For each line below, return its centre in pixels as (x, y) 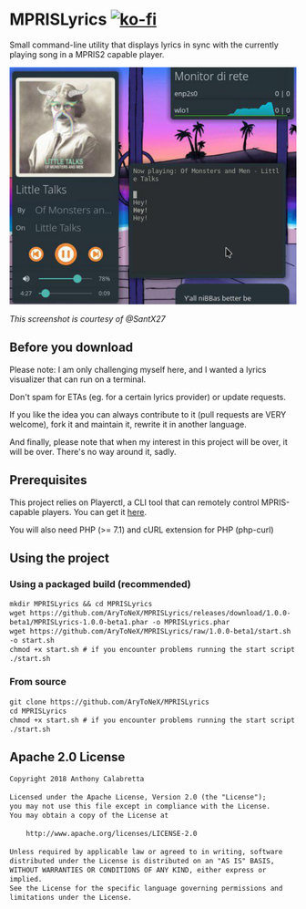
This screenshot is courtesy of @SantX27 (87, 318)
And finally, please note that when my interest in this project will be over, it (149, 441)
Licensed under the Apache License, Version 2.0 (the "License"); (138, 798)
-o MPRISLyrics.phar (191, 623)
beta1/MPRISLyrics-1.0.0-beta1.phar (79, 623)
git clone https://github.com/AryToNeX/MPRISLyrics (109, 702)
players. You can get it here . (94, 511)
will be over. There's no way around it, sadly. (93, 451)
